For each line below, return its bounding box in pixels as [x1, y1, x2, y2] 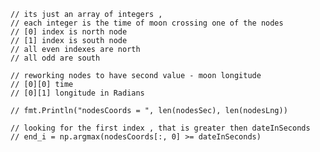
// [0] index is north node [10, 27, 128, 37]
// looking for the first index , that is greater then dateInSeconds [10, 123, 311, 133]
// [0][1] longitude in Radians [10, 88, 145, 98]
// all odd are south [10, 53, 101, 63]
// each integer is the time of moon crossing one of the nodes [10, 18, 284, 28]
